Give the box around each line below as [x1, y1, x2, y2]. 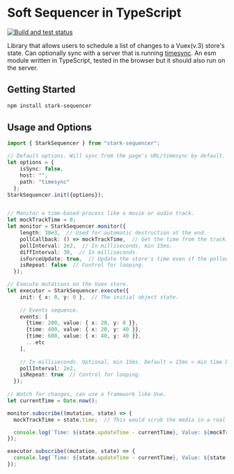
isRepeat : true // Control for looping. [19, 371, 141, 379]
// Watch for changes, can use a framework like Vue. [7, 391, 167, 398]
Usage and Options [7, 122, 93, 134]
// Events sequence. [19, 306, 79, 314]
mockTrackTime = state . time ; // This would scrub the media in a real [13, 416, 226, 423]
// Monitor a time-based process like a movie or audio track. [7, 210, 195, 217]
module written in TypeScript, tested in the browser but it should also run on [7, 56, 226, 64]
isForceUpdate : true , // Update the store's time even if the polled [19, 255, 229, 262]
